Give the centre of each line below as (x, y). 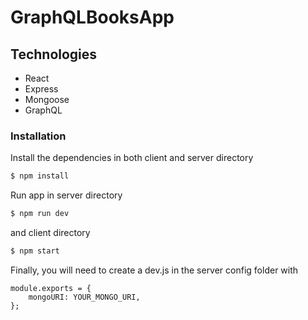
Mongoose (47, 99)
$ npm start (35, 251)
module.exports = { (51, 288)
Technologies (54, 54)
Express (41, 89)
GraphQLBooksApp (92, 17)
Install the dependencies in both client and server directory (132, 158)
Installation (38, 136)
